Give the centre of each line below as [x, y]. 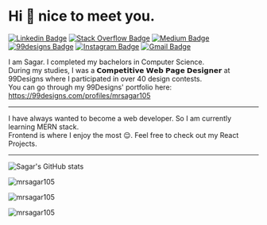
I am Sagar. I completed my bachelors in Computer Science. [106, 62]
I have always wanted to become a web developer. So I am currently [120, 118]
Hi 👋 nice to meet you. [81, 16]
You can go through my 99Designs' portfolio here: [90, 87]
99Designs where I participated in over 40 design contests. [105, 78]
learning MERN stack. [44, 127]
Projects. [23, 143]
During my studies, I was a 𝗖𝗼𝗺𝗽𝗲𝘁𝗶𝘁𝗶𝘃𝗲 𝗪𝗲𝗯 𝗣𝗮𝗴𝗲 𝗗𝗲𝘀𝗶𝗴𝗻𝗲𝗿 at [119, 70]
